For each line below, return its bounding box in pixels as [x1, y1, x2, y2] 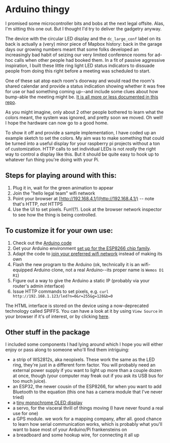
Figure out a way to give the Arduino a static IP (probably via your [12, 277, 150, 283]
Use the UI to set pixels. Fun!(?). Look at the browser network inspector [12, 206, 162, 212]
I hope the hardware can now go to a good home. [5, 120, 109, 126]
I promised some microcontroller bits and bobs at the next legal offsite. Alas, [5, 20, 165, 26]
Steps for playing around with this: [5, 171, 117, 180]
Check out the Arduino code [12, 240, 72, 246]
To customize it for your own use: [5, 227, 113, 235]
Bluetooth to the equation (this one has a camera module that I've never [12, 389, 163, 395]
